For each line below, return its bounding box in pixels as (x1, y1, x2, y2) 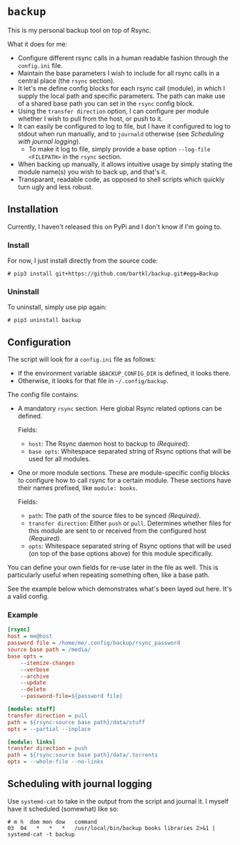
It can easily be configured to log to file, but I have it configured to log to (17, 121, 231, 130)
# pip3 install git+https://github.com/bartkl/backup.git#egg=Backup (7, 270, 219, 278)
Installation (7, 204, 59, 216)
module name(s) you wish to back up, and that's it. (17, 167, 167, 176)
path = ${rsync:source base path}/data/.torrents (7, 751, 159, 759)
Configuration (7, 336, 71, 348)
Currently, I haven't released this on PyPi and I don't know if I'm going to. (7, 222, 222, 231)
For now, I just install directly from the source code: (7, 256, 159, 265)
